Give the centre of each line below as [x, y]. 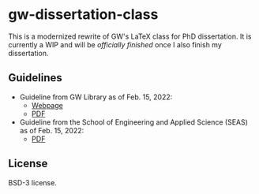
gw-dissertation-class [83, 15]
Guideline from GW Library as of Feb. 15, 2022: [96, 97]
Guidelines [35, 78]
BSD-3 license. [32, 182]
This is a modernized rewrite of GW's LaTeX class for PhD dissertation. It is [130, 36]
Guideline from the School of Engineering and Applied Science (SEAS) [134, 122]
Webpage [47, 105]
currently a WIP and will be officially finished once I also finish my [115, 44]
